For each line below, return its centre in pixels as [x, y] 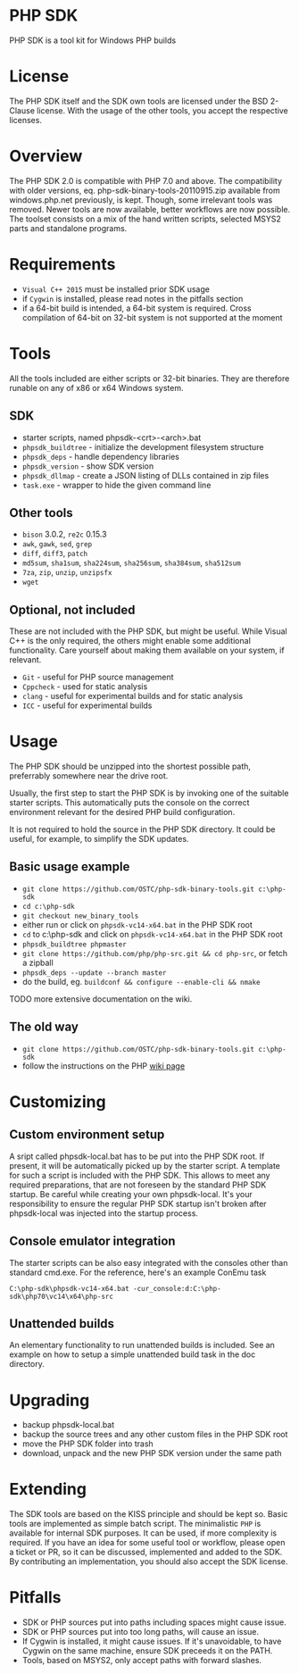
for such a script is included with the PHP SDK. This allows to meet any [140, 1175]
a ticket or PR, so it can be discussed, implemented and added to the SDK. [146, 1552]
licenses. [26, 120]
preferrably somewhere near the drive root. [89, 776]
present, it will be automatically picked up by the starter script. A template [145, 1165]
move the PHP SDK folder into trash [87, 1444]
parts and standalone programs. [68, 228]
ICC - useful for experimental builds [87, 705]
